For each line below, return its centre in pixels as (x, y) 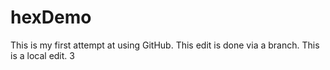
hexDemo (51, 17)
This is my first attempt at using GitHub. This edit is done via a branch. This (165, 45)
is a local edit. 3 (42, 55)
